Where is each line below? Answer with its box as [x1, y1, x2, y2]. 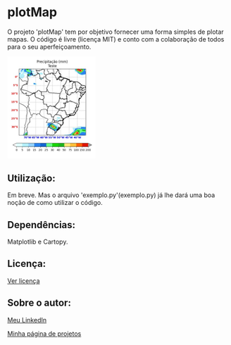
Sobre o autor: [7, 297, 72, 309]
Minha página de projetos [7, 329, 82, 338]
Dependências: [7, 219, 76, 231]
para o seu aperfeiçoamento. [7, 42, 92, 51]
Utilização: [7, 172, 56, 184]
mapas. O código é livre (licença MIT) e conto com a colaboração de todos [7, 34, 225, 43]
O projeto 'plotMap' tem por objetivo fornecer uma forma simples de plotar [7, 27, 224, 36]
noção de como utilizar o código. [7, 199, 104, 207]
